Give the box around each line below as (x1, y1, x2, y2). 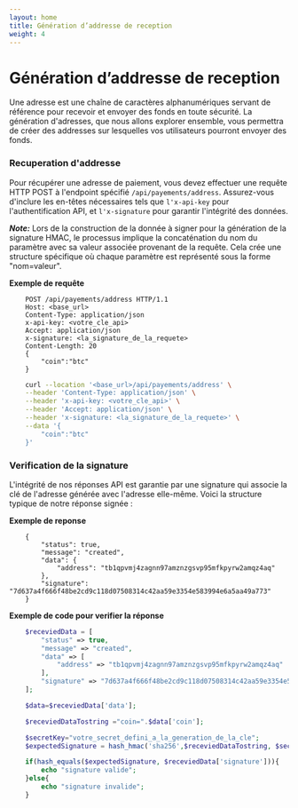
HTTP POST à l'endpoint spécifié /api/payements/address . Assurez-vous (9, 186, 275, 197)
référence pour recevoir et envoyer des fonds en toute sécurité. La (9, 107, 253, 117)
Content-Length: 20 (25, 341, 98, 351)
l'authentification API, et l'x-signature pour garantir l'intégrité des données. (9, 205, 288, 216)
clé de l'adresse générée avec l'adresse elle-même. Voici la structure (9, 488, 263, 499)
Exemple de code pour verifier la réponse (9, 610, 164, 621)
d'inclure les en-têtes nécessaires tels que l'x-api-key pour (9, 196, 230, 207)
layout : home (9, 12, 58, 22)
